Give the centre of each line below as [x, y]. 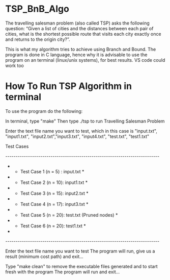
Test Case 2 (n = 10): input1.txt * [54, 182]
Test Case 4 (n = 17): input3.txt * [54, 204]
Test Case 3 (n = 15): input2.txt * [54, 193]
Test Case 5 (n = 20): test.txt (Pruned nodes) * [69, 215]
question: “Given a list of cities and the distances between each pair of [79, 28]
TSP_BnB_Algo [37, 9]
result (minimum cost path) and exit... [45, 256]
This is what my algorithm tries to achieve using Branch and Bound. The [81, 49]
